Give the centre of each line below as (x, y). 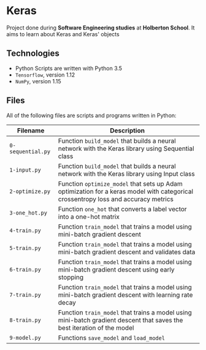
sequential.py (30, 151)
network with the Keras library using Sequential (126, 148)
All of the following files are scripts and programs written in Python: (91, 115)
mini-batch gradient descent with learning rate (125, 295)
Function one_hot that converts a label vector (122, 209)
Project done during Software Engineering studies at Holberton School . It (101, 28)
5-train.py (25, 248)
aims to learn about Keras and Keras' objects (63, 34)
